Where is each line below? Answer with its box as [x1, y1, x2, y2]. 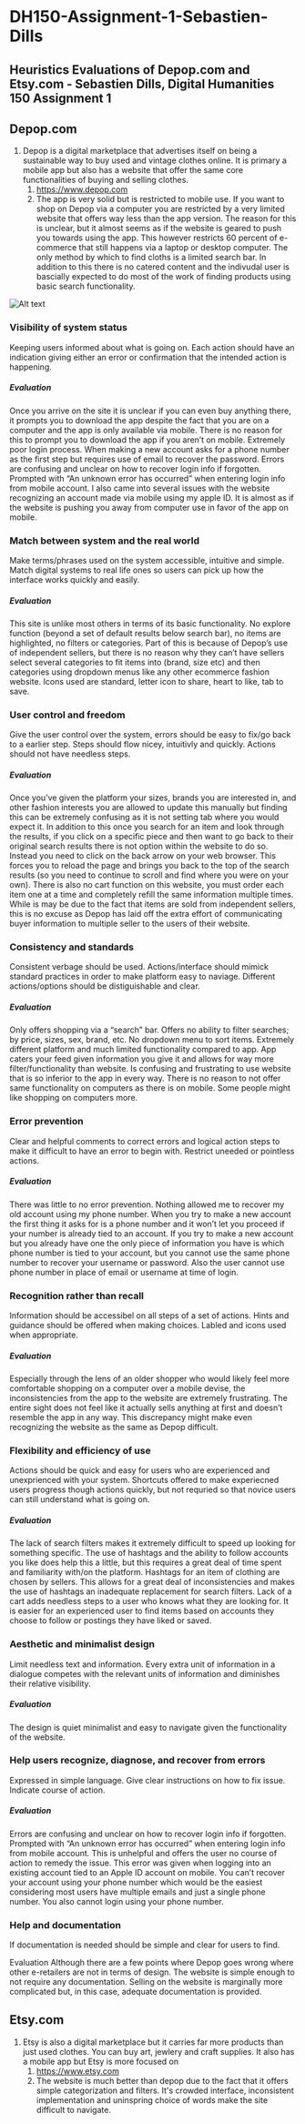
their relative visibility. [9, 1678, 91, 1689]
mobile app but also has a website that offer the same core [22, 165, 244, 176]
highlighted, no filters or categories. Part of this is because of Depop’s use [9, 637, 289, 648]
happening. [9, 361, 52, 372]
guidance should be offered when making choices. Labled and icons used [9, 1320, 287, 1331]
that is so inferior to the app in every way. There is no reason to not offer [9, 1072, 281, 1084]
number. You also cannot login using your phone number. [9, 1895, 225, 1906]
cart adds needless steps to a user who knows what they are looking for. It [9, 1596, 290, 1607]
